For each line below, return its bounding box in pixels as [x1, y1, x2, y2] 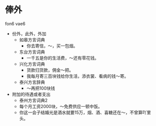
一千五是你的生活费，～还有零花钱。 [26, 55, 99, 61]
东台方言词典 [19, 49, 45, 55]
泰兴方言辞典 [19, 79, 45, 85]
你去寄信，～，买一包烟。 [26, 43, 78, 48]
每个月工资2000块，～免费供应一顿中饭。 [19, 103, 103, 109]
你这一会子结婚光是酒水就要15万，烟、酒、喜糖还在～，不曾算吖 [19, 110, 147, 115]
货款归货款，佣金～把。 [26, 67, 74, 73]
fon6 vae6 [5, 20, 26, 27]
